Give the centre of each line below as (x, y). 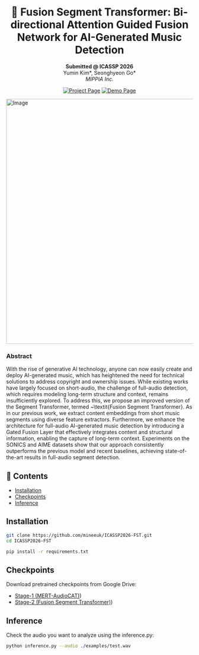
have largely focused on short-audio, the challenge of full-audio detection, (97, 388)
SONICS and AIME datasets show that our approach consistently (85, 445)
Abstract (19, 356)
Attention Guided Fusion (128, 25)
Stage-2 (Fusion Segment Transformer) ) (64, 602)
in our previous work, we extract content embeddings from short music (93, 413)
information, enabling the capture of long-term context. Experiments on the (98, 438)
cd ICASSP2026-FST (29, 541)
